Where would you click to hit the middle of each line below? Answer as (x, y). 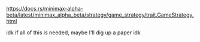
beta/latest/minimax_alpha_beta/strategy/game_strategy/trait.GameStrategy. (100, 15)
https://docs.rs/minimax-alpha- (45, 9)
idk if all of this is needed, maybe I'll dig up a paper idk (73, 33)
